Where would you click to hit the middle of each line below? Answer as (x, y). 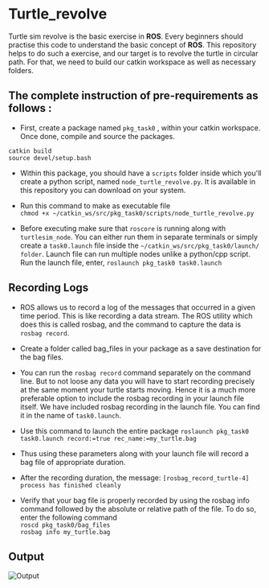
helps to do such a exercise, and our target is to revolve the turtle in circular (133, 53)
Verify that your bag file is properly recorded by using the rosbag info (135, 500)
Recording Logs (49, 288)
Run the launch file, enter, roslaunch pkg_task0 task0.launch (121, 262)
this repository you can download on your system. (103, 190)
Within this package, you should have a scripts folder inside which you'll (141, 173)
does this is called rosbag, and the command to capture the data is (130, 324)
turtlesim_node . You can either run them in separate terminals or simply (139, 236)
